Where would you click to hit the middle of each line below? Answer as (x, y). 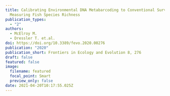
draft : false (19, 57)
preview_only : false (31, 81)
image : (12, 67)
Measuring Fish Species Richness (45, 15)
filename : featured (30, 72)
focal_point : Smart (30, 76)
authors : (14, 29)
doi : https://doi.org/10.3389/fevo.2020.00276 (55, 43)
